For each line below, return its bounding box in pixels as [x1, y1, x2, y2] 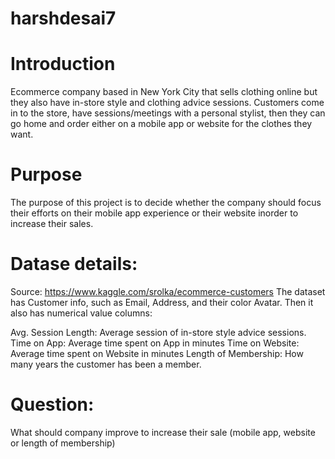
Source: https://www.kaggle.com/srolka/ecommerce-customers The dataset [10, 286, 326, 297]
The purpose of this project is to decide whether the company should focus [10, 197, 322, 209]
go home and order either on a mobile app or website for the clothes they [10, 118, 313, 130]
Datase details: [10, 253, 138, 276]
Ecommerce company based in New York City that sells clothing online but [10, 86, 318, 98]
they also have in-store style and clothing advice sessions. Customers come [10, 97, 325, 109]
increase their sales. [10, 218, 94, 230]
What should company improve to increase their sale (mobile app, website [10, 426, 316, 438]
